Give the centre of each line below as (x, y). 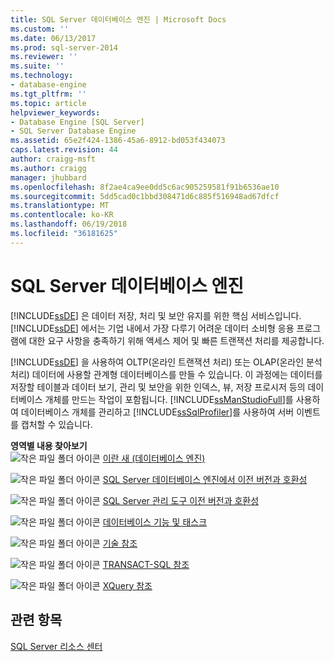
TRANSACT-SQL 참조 (146, 564)
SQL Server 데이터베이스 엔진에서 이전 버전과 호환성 (205, 479)
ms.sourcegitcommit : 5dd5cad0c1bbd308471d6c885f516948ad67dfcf (145, 196)
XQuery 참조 (127, 585)
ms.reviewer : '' (44, 57)
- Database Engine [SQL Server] (77, 122)
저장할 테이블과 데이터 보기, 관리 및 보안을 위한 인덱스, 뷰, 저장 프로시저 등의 (158, 387)
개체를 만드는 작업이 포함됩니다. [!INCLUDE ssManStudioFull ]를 (169, 399)
